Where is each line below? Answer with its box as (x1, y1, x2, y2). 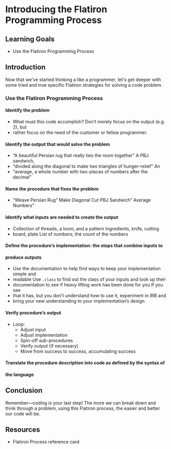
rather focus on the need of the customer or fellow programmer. (12, 129, 148, 136)
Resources (5, 425, 40, 434)
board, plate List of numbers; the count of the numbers (12, 231, 129, 237)
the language (5, 371, 34, 378)
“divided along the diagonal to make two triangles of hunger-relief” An (12, 163, 160, 169)
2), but (12, 124, 27, 130)
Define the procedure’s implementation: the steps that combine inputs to (5, 243, 163, 249)
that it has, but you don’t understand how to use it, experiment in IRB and (12, 293, 166, 299)
